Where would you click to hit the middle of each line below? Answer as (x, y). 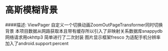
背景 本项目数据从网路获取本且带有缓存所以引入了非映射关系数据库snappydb (84, 31)
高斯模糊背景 (32, 10)
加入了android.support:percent (37, 43)
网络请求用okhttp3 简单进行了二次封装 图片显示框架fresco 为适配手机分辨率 (83, 37)
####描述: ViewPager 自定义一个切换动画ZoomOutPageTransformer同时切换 (84, 25)
